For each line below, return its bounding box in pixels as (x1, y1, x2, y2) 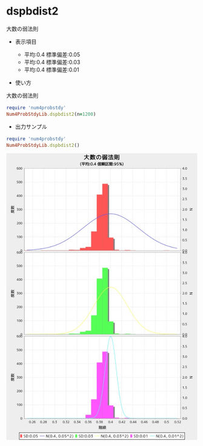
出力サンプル (15, 123, 47, 130)
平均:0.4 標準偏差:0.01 (24, 66, 79, 73)
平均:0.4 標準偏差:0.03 (24, 58, 81, 66)
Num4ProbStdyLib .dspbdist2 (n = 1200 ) (6, 111, 96, 117)
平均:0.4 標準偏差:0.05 (24, 50, 81, 58)
